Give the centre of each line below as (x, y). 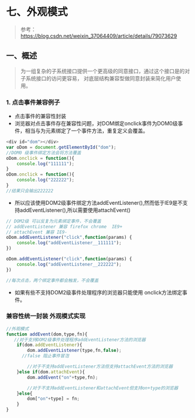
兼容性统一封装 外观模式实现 (46, 316)
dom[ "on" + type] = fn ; (54, 399)
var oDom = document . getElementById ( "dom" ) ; (61, 147)
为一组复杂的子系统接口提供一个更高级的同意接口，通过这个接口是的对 (105, 71)
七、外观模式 (37, 12)
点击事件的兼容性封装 (40, 116)
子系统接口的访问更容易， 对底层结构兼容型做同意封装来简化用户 (98, 78)
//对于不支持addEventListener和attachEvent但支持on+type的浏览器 (103, 388)
